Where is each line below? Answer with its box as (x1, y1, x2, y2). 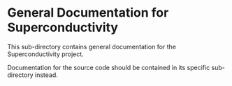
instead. (34, 71, 58, 79)
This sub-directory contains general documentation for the (7, 42, 177, 51)
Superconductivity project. (7, 50, 84, 58)
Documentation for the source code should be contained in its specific (7, 63, 210, 71)
